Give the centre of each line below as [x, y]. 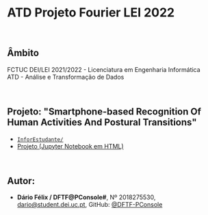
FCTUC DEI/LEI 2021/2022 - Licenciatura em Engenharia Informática [104, 69]
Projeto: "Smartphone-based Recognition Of [104, 112]
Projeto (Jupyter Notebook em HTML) [70, 146]
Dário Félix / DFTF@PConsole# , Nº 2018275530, [86, 197]
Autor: [21, 180]
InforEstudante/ [40, 139]
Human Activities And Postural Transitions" [102, 122]
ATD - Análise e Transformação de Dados [66, 77]
